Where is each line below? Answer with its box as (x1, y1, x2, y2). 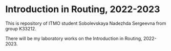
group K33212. (5, 25, 37, 31)
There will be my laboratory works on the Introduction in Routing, (5, 35, 142, 41)
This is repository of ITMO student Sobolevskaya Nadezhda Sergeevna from (5, 20, 166, 26)
